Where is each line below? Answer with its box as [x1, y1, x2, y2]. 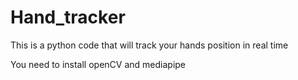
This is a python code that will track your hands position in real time [10, 39, 289, 51]
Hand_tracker [10, 6, 126, 29]
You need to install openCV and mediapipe [10, 58, 187, 70]
